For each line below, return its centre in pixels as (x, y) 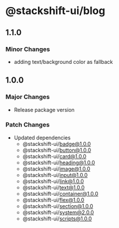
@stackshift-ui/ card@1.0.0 (55, 156)
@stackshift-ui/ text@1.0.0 (54, 187)
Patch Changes (28, 125)
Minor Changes (28, 49)
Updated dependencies (42, 137)
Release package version (44, 110)
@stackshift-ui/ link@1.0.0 (53, 181)
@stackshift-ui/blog (55, 11)
